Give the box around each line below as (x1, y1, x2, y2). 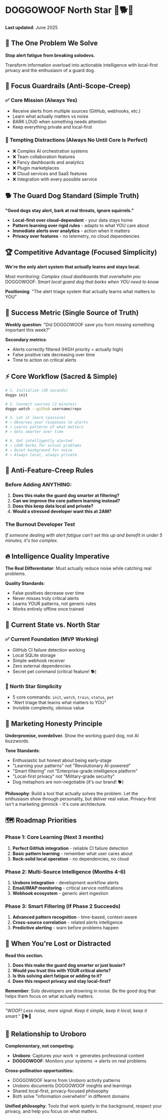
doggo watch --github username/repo (5, 406, 81, 411)
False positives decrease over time (12, 590, 84, 596)
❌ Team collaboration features (12, 154, 75, 160)
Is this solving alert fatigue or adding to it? (12, 973, 102, 979)
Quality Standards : (5, 581, 45, 587)
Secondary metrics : (5, 337, 47, 343)
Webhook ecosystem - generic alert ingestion (12, 890, 108, 896)
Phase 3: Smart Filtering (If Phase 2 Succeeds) (5, 902, 121, 909)
